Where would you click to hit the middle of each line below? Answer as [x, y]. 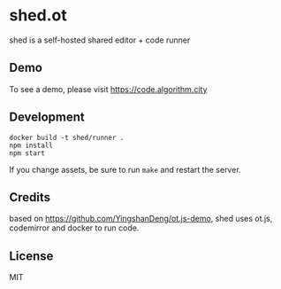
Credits [30, 197]
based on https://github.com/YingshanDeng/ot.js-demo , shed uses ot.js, [141, 219]
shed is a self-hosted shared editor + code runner [100, 40]
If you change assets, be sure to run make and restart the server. [125, 169]
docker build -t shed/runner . [67, 137]
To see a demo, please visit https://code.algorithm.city [108, 89]
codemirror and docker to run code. [74, 228]
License [31, 256]
